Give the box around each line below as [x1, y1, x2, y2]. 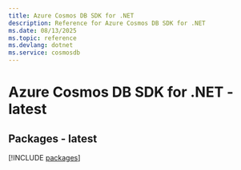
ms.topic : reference [8, 34, 78, 42]
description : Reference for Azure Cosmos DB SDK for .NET [8, 19, 206, 27]
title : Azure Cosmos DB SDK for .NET [8, 11, 135, 20]
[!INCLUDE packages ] [8, 153, 81, 162]
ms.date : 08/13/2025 [8, 26, 78, 34]
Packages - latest [8, 132, 98, 145]
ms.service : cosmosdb [8, 49, 81, 57]
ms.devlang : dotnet [8, 42, 74, 49]
